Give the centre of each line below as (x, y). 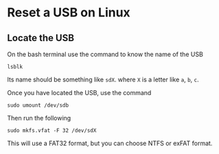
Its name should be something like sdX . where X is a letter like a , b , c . (103, 79)
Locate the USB (41, 38)
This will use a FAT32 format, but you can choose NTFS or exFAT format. (110, 143)
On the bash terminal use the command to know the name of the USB (105, 54)
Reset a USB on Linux (69, 13)
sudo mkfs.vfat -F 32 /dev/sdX (52, 131)
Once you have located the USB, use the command (79, 93)
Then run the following (39, 118)
